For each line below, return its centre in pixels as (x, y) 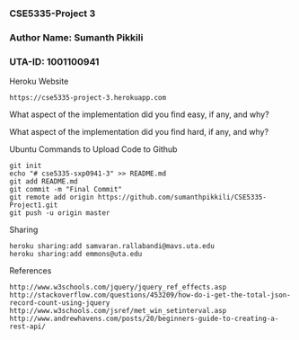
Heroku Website (39, 81)
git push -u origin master (60, 213)
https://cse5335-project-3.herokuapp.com (88, 98)
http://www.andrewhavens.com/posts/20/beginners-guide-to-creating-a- (144, 319)
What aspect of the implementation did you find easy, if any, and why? (139, 114)
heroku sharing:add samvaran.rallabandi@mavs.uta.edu (112, 246)
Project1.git (34, 205)
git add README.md (44, 182)
